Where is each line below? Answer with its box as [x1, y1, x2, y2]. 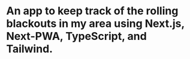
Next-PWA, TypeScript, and [6, 30, 147, 43]
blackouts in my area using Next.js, [6, 17, 185, 30]
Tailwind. [6, 42, 53, 56]
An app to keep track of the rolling [6, 4, 179, 18]
